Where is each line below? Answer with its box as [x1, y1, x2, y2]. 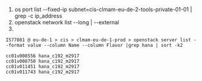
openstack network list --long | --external [14, 19, 119, 26]
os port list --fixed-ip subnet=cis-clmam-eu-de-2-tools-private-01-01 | [14, 6, 192, 13]
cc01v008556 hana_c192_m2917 [5, 53, 80, 59]
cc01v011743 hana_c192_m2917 [5, 69, 80, 75]
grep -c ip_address [14, 12, 62, 19]
